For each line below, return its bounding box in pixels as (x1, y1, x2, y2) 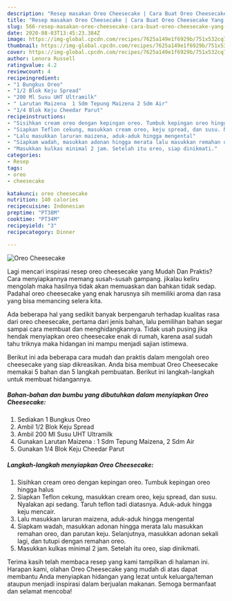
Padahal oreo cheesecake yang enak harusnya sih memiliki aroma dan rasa (7, 289, 221, 298)
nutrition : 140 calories (7, 197, 79, 204)
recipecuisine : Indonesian (7, 203, 85, 210)
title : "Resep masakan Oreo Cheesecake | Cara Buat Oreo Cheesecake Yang (7, 17, 224, 24)
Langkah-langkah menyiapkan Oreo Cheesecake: (7, 461, 154, 469)
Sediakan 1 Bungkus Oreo (17, 415, 91, 424)
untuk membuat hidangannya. (7, 375, 92, 383)
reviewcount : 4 (7, 68, 51, 75)
